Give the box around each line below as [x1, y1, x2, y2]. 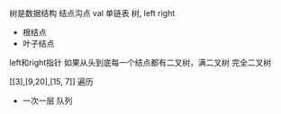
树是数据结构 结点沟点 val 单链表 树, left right [9, 8, 176, 18]
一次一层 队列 [22, 95, 73, 106]
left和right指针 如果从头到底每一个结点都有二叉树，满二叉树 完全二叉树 [9, 57, 272, 67]
